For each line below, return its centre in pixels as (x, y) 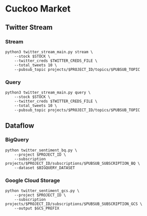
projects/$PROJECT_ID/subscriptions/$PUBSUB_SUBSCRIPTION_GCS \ (74, 204)
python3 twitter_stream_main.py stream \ (49, 52)
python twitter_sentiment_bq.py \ (41, 150)
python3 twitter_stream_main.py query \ (48, 93)
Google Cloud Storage (33, 180)
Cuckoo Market (38, 9)
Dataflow (20, 125)
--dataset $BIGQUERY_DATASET (45, 168)
